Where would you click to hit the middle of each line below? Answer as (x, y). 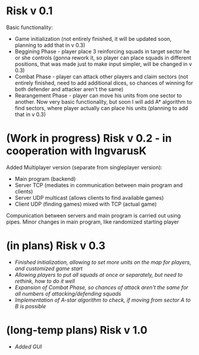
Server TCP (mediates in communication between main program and (99, 185)
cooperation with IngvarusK (76, 151)
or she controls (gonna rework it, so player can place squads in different (103, 57)
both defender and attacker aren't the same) (69, 89)
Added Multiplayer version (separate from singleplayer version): (84, 167)
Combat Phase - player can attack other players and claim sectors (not (101, 76)
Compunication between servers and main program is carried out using (94, 215)
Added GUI (28, 346)
